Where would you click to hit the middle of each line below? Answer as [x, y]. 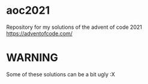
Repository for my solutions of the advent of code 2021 [74, 27]
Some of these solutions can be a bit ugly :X [61, 74]
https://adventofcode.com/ [40, 33]
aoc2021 [28, 10]
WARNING [32, 58]
